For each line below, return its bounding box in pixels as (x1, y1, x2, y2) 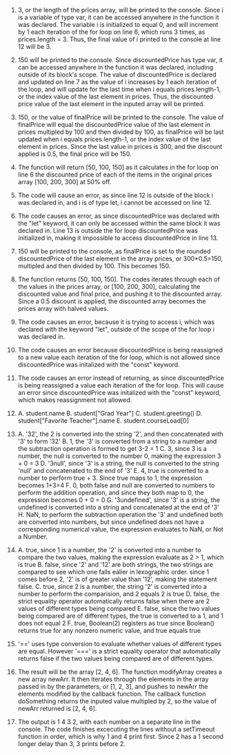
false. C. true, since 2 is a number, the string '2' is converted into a (17, 583, 208, 590)
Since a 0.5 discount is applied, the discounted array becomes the (17, 297, 206, 305)
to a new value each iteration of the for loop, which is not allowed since (17, 353, 221, 361)
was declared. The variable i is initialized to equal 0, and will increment (17, 21, 219, 28)
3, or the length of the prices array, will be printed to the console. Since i (17, 6, 223, 14)
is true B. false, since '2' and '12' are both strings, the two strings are (17, 561, 213, 568)
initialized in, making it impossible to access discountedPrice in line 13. (17, 234, 219, 242)
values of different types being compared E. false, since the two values (17, 605, 220, 612)
